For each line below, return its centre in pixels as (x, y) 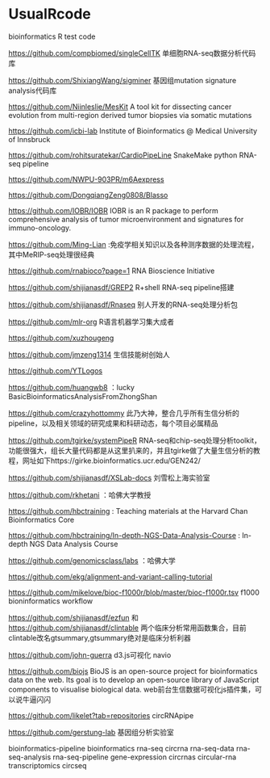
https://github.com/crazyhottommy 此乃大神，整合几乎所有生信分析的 (124, 413)
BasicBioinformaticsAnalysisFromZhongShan (83, 396)
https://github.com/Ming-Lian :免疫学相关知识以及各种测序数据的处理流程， (133, 244)
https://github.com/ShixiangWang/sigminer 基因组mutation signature (123, 80)
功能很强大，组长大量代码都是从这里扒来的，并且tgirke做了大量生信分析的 (131, 450)
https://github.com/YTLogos (56, 370)
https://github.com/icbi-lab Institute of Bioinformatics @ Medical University (133, 131)
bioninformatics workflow (51, 601)
